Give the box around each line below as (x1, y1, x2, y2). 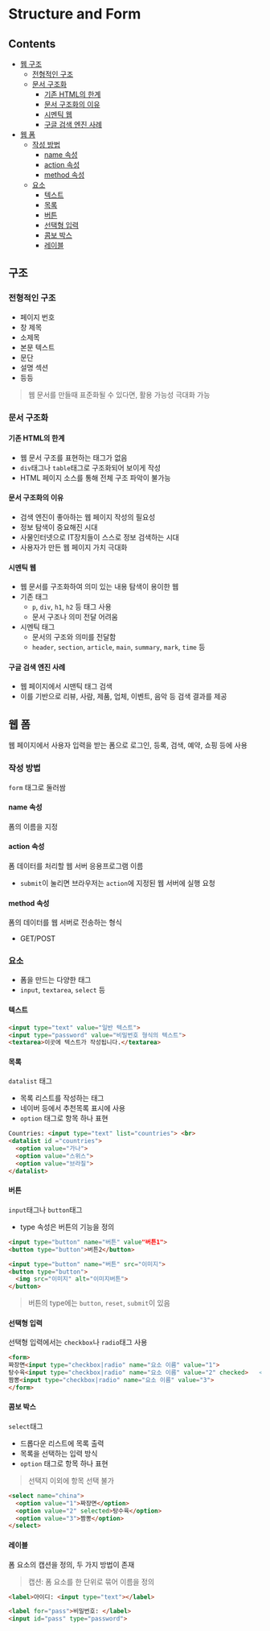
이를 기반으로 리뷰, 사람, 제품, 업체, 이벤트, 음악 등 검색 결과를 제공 (19, 692, 227, 702)
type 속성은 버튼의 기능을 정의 (19, 1222, 115, 1232)
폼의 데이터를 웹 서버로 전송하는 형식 (8, 917, 122, 927)
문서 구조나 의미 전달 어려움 (31, 612, 118, 622)
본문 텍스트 (19, 342, 55, 352)
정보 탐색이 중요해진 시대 (19, 523, 98, 532)
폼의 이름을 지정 (8, 822, 59, 831)
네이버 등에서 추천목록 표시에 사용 (19, 1103, 126, 1113)
